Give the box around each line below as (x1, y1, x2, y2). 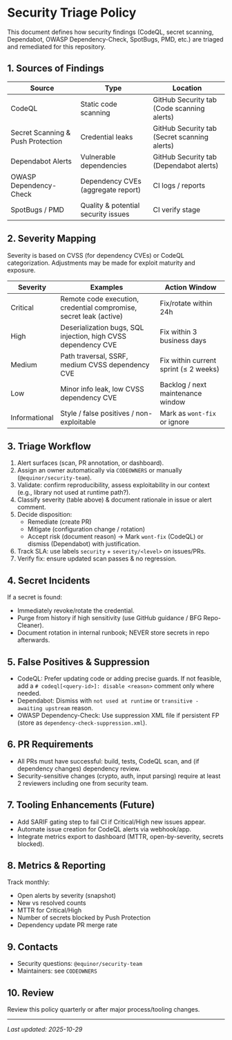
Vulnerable (80, 152, 116, 161)
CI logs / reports (153, 180, 206, 190)
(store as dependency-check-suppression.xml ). (17, 719, 147, 727)
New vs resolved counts (17, 899, 86, 907)
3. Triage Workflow (7, 440, 91, 452)
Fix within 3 (159, 327, 197, 337)
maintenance (159, 388, 202, 398)
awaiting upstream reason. (17, 704, 93, 712)
